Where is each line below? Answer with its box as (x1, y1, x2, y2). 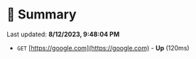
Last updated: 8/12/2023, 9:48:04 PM (6, 30, 120, 38)
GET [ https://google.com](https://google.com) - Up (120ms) (16, 43, 190, 52)
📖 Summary (6, 6, 77, 23)
